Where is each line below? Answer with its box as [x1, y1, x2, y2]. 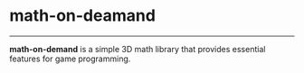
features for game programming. [9, 53, 131, 64]
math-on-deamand [9, 5, 157, 26]
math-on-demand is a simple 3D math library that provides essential [9, 43, 266, 54]
